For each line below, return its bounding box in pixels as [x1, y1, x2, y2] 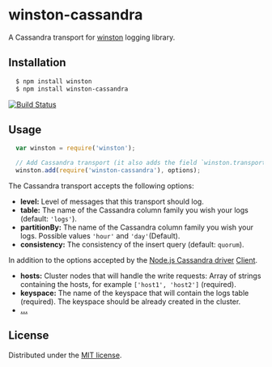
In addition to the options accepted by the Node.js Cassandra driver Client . [8, 255, 257, 264]
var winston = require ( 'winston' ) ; [15, 144, 136, 153]
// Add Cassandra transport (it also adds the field [15, 159, 198, 167]
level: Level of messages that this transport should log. [19, 196, 204, 206]
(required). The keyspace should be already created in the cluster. [19, 297, 241, 306]
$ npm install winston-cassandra [15, 85, 129, 93]
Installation [8, 56, 66, 70]
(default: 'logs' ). [19, 213, 77, 223]
